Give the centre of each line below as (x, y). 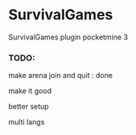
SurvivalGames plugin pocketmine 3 (68, 37)
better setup (29, 107)
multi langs (27, 122)
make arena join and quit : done (60, 76)
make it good (30, 91)
